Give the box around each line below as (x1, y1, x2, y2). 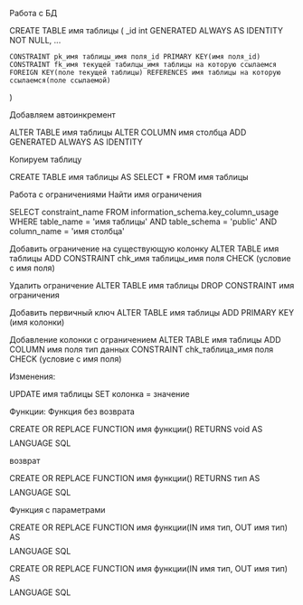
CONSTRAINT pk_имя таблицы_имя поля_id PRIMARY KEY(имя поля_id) (9, 52, 260, 61)
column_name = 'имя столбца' (9, 226, 125, 236)
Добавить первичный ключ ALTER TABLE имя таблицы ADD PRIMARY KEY (9, 307, 295, 317)
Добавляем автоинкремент (9, 109, 116, 120)
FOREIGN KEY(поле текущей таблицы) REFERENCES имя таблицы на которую (9, 68, 281, 77)
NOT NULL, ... (9, 35, 62, 45)
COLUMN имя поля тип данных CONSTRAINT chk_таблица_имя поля (9, 344, 274, 354)
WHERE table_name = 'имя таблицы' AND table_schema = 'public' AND (9, 216, 278, 227)
